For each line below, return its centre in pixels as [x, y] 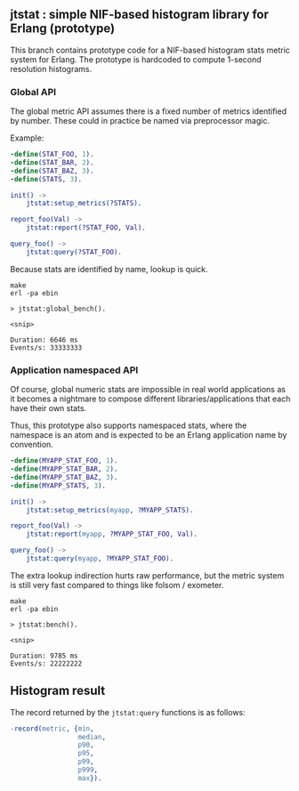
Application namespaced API [74, 370]
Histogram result [58, 691]
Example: [27, 138]
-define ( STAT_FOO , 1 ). [52, 155]
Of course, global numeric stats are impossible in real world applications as [148, 390]
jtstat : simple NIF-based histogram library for [140, 15]
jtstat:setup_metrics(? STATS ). [84, 204]
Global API [33, 92]
